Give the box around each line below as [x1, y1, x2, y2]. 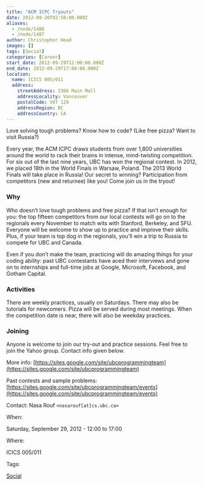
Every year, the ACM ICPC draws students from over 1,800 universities [6, 145, 182, 152]
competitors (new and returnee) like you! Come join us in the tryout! [6, 177, 176, 185]
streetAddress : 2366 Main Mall [17, 88, 96, 94]
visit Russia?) [6, 134, 39, 141]
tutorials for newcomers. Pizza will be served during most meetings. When [6, 305, 192, 313]
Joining [6, 327, 29, 335]
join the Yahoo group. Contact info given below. [6, 347, 125, 354]
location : [6, 71, 32, 77]
